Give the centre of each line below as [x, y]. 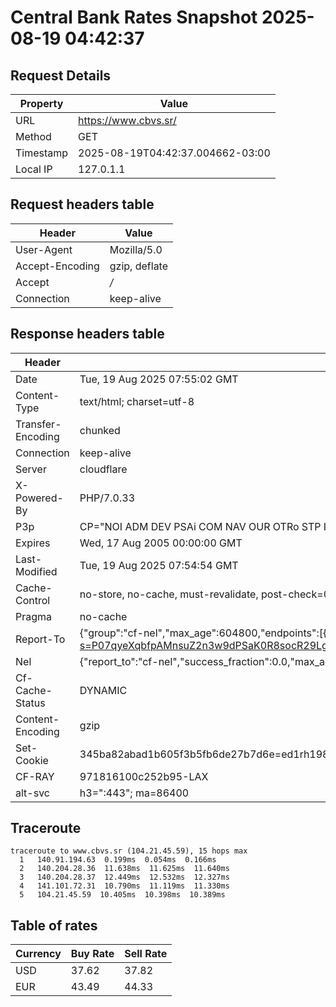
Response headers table [87, 334]
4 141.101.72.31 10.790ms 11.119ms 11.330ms [124, 886]
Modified [36, 571]
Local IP [34, 169]
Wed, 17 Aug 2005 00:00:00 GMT [161, 543]
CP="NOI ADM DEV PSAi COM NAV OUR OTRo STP [200, 526]
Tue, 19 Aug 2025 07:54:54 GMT [159, 565]
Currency [38, 954]
